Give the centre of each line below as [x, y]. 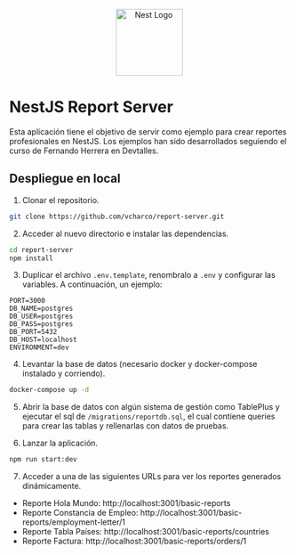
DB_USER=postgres [41, 316]
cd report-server [41, 249]
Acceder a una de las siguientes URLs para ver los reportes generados [152, 477]
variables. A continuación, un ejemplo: [92, 284]
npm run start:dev [43, 460]
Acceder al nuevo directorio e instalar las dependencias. [125, 233]
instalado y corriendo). [64, 373]
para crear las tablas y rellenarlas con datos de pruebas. [125, 426]
